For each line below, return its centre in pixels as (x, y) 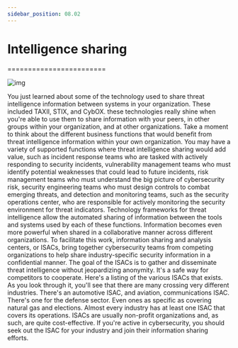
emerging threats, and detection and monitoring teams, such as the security (118, 194)
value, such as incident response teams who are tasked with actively (108, 156)
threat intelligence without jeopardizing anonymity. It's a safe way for (108, 270)
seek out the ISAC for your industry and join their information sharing (108, 330)
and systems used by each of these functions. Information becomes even (115, 224)
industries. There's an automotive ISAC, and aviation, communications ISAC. (119, 293)
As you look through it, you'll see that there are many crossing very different (118, 285)
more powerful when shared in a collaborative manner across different (110, 232)
